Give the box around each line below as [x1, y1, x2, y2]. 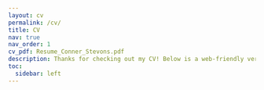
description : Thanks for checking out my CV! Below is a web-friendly [8, 56, 244, 63]
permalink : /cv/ [8, 19, 61, 27]
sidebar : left [15, 70, 61, 77]
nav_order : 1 [8, 41, 51, 49]
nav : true [8, 33, 41, 41]
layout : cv [8, 11, 44, 20]
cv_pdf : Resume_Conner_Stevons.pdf [8, 48, 125, 56]
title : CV [8, 26, 41, 34]
